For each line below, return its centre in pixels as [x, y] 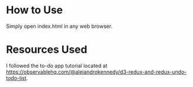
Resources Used [47, 50]
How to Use [35, 10]
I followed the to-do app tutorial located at [57, 66]
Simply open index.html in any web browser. [59, 26]
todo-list [16, 78]
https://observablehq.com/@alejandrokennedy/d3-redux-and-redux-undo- [96, 72]
